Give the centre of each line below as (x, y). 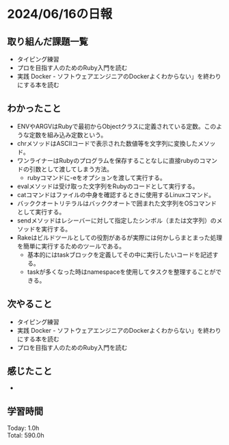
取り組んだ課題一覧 (48, 41)
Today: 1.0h (23, 428)
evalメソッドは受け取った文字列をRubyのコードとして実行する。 (108, 186)
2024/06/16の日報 (60, 14)
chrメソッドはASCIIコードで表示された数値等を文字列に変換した (107, 143)
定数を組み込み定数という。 (68, 135)
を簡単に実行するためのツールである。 (71, 246)
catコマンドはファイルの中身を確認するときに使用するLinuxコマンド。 (116, 194)
